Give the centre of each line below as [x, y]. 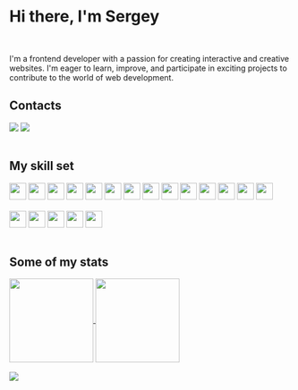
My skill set [42, 166]
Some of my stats [59, 262]
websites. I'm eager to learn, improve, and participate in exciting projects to [149, 68]
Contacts [36, 106]
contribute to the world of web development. [92, 77]
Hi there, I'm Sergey [85, 17]
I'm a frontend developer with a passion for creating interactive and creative [149, 58]
